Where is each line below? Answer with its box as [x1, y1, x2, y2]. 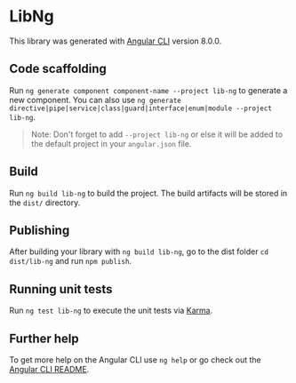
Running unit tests [9, 282, 113, 297]
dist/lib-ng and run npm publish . [9, 256, 132, 267]
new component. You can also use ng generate [9, 94, 182, 105]
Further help [9, 331, 80, 346]
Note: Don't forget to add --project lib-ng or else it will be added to [30, 129, 283, 140]
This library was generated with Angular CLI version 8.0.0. [9, 36, 222, 46]
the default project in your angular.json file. [30, 138, 192, 148]
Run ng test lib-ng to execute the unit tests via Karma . [9, 305, 213, 316]
